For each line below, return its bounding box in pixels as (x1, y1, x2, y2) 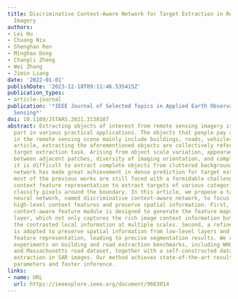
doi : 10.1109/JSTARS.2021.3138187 (7, 115, 110, 123)
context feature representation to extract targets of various (13, 181, 204, 188)
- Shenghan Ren (7, 43, 52, 50)
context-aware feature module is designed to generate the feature (13, 208, 217, 215)
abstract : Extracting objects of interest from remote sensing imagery (7, 122, 223, 130)
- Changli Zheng (7, 57, 55, 64)
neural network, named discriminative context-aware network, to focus (13, 195, 230, 202)
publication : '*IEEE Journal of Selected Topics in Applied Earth (7, 103, 208, 110)
